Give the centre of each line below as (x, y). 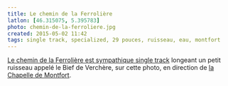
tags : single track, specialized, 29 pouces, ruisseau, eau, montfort (114, 40)
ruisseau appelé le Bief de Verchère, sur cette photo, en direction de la (111, 68)
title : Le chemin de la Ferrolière (60, 14)
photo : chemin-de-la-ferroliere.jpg (61, 27)
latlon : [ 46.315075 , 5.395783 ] (54, 20)
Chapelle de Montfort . (39, 75)
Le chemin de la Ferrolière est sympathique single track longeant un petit (114, 60)
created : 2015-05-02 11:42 (47, 33)
